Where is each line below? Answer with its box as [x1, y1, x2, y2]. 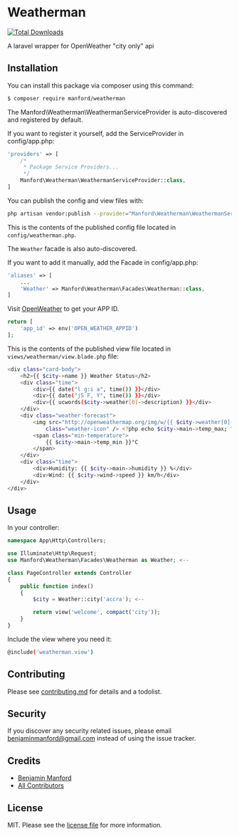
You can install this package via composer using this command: [7, 81, 194, 90]
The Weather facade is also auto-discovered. [7, 244, 137, 253]
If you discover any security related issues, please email [7, 726, 172, 735]
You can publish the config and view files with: [7, 196, 144, 205]
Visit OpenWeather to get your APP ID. [7, 305, 119, 313]
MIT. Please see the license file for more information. [7, 821, 162, 830]
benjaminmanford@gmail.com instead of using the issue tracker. [7, 734, 196, 743]
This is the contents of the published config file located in [7, 223, 176, 231]
